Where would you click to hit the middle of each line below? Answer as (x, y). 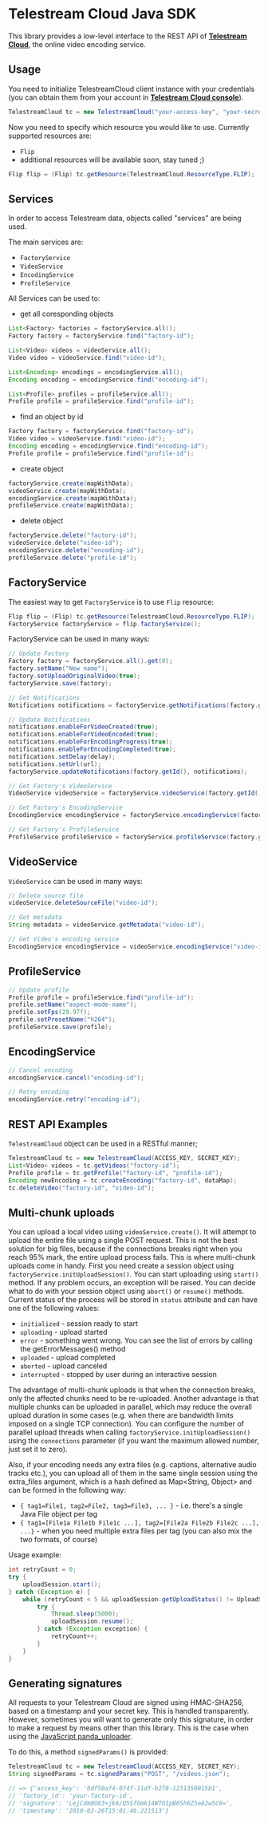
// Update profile (39, 990)
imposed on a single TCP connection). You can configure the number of (126, 1424)
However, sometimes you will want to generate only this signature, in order (131, 1719)
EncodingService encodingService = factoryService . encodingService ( (124, 815)
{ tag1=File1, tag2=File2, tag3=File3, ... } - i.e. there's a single (131, 1505)
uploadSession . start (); (62, 1584)
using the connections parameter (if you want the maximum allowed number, (134, 1441)
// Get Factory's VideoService (60, 786)
